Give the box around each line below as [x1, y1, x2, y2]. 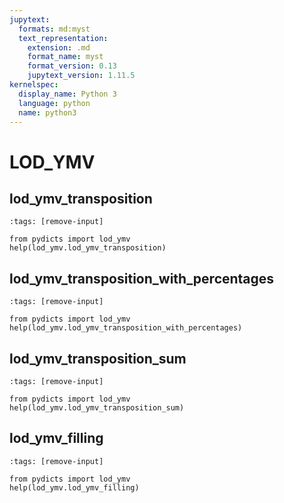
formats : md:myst [18, 24, 91, 34]
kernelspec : [9, 80, 59, 90]
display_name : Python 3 [18, 89, 117, 99]
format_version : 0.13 [27, 61, 117, 71]
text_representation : [18, 33, 109, 43]
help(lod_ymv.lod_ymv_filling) [9, 482, 140, 493]
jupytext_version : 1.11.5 [27, 71, 136, 81]
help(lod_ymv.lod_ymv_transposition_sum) [9, 403, 185, 413]
